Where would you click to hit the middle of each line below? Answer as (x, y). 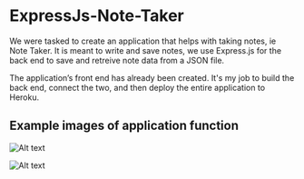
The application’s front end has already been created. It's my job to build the (152, 77)
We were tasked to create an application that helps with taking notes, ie (143, 41)
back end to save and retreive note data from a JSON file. (117, 60)
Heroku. (24, 97)
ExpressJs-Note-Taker (97, 16)
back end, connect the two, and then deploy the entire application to (137, 87)
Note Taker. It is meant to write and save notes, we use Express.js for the (146, 50)
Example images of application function (124, 126)
